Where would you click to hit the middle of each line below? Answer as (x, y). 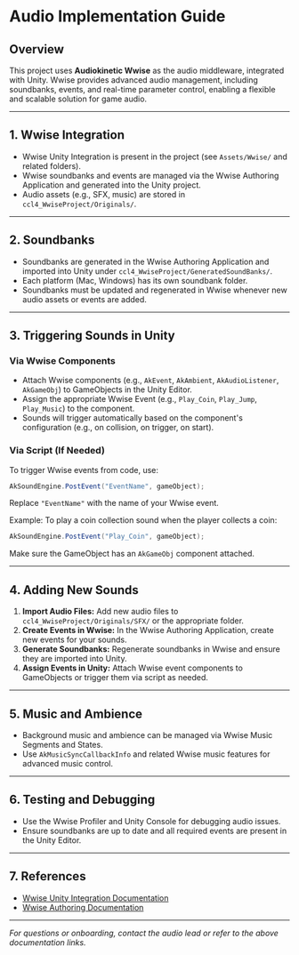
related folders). (52, 165)
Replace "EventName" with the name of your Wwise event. (114, 503)
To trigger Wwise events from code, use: (84, 469)
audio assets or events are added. (84, 299)
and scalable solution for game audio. (78, 99)
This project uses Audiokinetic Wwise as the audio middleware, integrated (147, 70)
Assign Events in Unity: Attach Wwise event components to (132, 668)
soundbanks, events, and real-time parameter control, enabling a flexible (142, 89)
